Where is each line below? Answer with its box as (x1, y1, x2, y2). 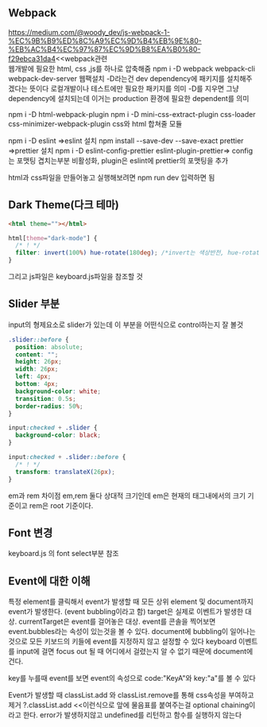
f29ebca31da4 (8, 53, 56, 63)
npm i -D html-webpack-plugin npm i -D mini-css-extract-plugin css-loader (8, 109, 256, 119)
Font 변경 (8, 526, 53, 539)
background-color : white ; (15, 387, 102, 395)
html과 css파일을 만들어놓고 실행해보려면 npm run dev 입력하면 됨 (8, 173, 215, 182)
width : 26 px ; (15, 365, 59, 373)
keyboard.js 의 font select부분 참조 (8, 549, 119, 558)
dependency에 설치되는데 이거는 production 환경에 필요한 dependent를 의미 (8, 93, 250, 103)
